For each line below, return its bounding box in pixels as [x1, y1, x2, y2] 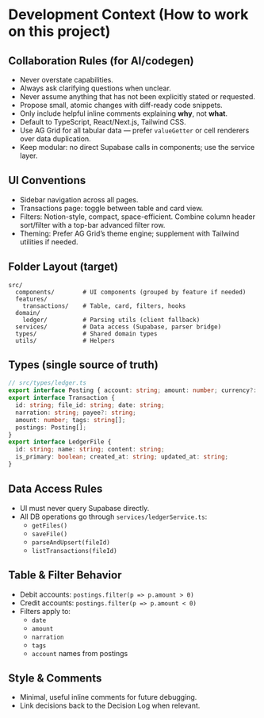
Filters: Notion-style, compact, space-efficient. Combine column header [19, 212, 256, 221]
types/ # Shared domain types [15, 329, 158, 338]
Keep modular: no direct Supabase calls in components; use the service [19, 143, 255, 152]
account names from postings [31, 648, 128, 658]
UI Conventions [8, 174, 86, 187]
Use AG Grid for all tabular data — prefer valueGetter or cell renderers [19, 125, 250, 135]
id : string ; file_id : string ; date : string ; [15, 401, 165, 409]
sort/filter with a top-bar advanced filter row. [19, 220, 166, 229]
